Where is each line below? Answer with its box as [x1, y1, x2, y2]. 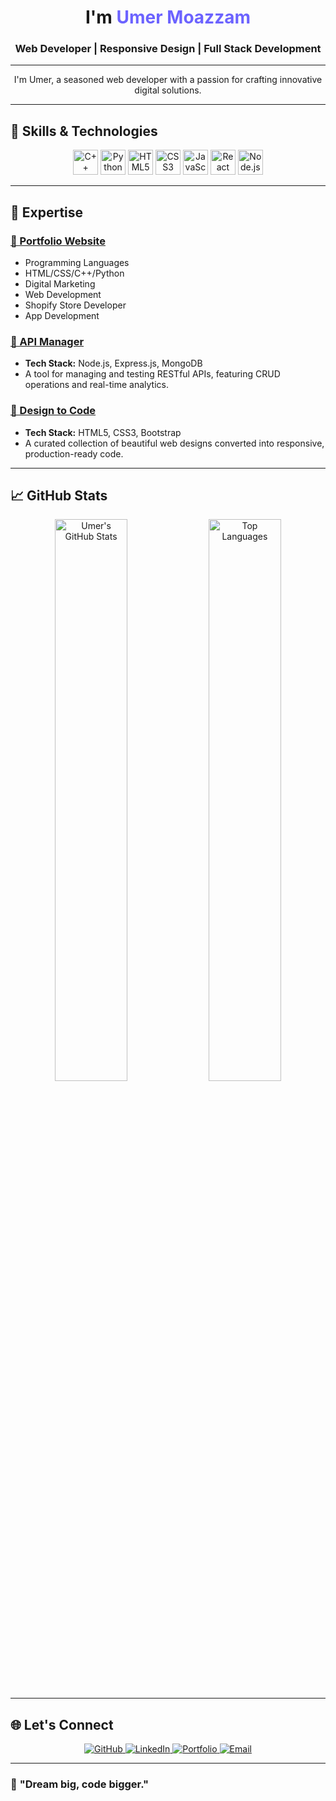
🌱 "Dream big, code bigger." [10, 1777, 150, 1791]
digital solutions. [134, 84, 202, 96]
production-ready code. [24, 447, 124, 460]
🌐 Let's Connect [10, 1716, 114, 1733]
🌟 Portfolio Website [10, 234, 106, 248]
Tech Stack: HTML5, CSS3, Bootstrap [24, 426, 182, 438]
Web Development [24, 288, 102, 300]
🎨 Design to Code [10, 404, 97, 418]
